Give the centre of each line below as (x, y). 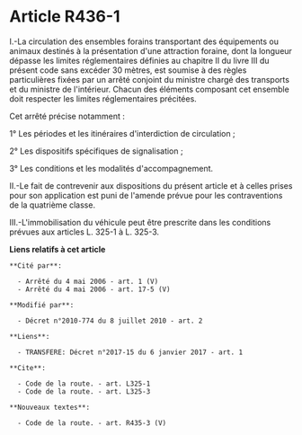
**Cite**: (28, 368)
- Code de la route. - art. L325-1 (84, 384)
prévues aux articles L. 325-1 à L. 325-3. (84, 232)
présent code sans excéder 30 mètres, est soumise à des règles (128, 70)
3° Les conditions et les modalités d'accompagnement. (111, 168)
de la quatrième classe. (53, 205)
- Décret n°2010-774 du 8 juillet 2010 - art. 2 (110, 321)
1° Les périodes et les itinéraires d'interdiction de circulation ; (122, 133)
